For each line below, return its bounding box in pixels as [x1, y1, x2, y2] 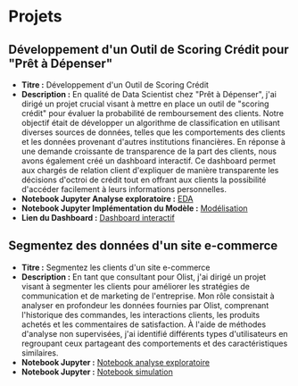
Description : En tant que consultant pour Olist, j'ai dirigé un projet [21, 271, 267, 282]
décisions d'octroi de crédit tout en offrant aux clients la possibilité [21, 174, 267, 185]
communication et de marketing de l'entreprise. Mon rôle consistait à [21, 290, 275, 301]
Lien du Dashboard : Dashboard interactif [21, 213, 176, 222]
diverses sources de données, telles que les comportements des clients [21, 127, 286, 138]
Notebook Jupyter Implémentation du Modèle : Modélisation [21, 203, 248, 214]
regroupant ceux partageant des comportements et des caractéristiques [21, 338, 288, 348]
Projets [8, 6, 63, 27]
